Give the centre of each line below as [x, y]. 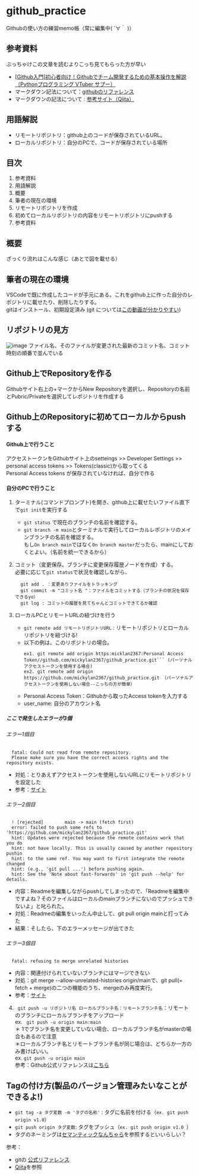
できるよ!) [25, 1097]
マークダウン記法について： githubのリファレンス [75, 91]
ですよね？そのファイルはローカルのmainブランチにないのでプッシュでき [104, 899]
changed [16, 864]
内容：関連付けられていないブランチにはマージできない [82, 973]
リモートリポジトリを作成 [46, 208]
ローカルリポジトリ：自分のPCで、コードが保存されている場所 [91, 142]
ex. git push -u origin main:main [58, 1022]
